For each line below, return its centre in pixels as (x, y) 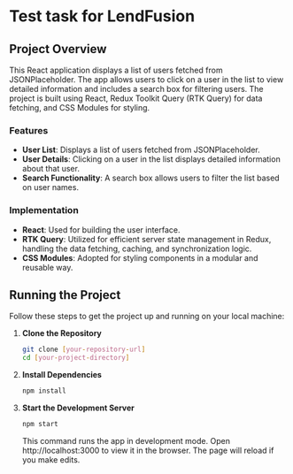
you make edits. (51, 459)
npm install (44, 391)
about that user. (50, 169)
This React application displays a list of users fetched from (116, 70)
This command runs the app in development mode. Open (126, 440)
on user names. (50, 187)
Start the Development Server (78, 408)
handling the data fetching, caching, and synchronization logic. (137, 248)
